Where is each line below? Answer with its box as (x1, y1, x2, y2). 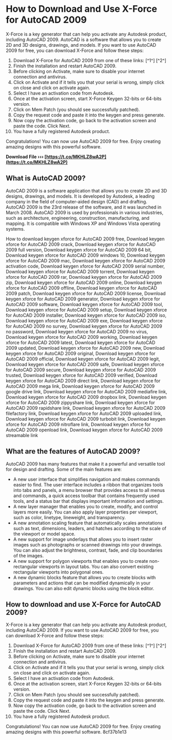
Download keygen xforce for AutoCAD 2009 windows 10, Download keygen (6, 252, 165, 258)
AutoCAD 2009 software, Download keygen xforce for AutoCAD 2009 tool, (6, 301, 163, 307)
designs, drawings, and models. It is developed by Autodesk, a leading (6, 193, 155, 199)
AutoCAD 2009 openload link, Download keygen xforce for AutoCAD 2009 (6, 427, 163, 433)
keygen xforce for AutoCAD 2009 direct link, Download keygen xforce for (6, 377, 161, 384)
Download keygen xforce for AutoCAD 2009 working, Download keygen (6, 334, 158, 340)
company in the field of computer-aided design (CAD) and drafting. (6, 198, 147, 204)
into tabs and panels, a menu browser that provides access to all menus (13, 487, 165, 493)
